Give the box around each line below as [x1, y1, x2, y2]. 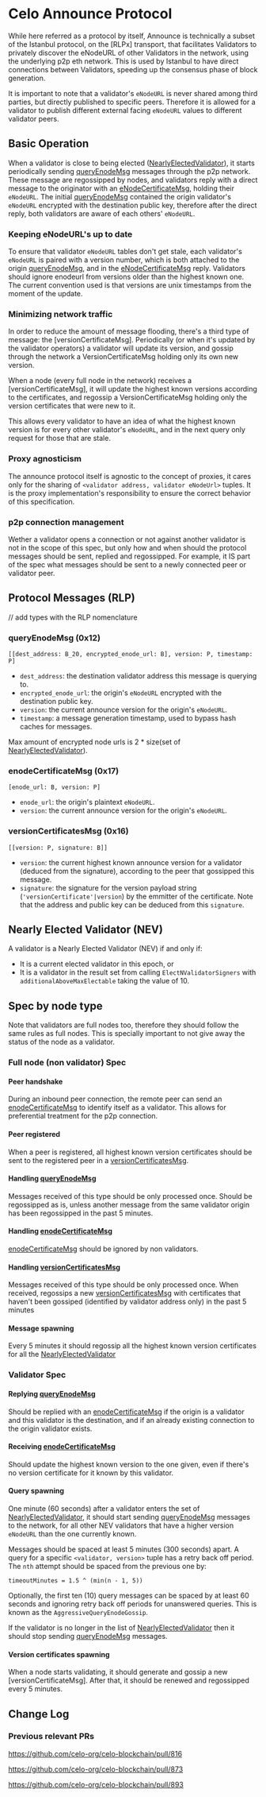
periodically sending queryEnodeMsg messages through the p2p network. [8, 166, 251, 176]
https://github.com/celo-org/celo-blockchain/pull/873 [8, 1764, 184, 1774]
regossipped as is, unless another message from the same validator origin [8, 1200, 250, 1209]
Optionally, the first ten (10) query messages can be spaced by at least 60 [8, 1590, 249, 1600]
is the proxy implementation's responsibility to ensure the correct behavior [8, 488, 252, 497]
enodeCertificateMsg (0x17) [8, 765, 120, 776]
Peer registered [8, 1129, 61, 1138]
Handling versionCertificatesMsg [8, 1262, 121, 1272]
